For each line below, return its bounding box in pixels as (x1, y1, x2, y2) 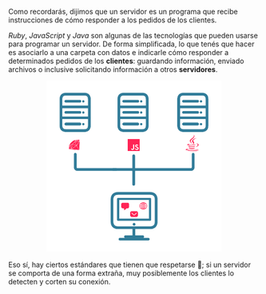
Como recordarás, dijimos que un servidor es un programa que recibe (8, 7, 238, 16)
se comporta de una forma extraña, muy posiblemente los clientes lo (8, 268, 234, 278)
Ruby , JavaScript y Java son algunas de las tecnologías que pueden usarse (8, 31, 258, 40)
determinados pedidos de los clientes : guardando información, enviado (8, 56, 244, 66)
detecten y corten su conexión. (8, 277, 111, 287)
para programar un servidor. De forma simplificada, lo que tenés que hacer (8, 39, 255, 49)
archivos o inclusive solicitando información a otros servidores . (8, 65, 218, 74)
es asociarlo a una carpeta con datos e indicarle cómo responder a (8, 48, 229, 57)
